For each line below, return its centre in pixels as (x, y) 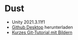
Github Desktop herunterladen (42, 27)
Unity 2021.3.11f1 (28, 22)
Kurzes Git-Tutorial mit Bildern (42, 32)
